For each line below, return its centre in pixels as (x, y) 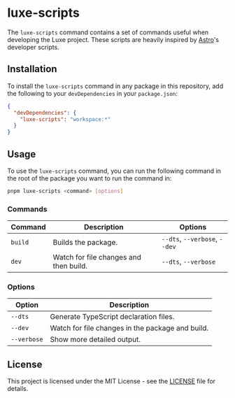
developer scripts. (33, 47)
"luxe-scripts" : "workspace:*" (65, 119)
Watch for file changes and (97, 257)
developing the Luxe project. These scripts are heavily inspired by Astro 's (113, 39)
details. (18, 389)
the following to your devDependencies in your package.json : (93, 93)
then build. (70, 266)
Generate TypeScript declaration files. (112, 317)
